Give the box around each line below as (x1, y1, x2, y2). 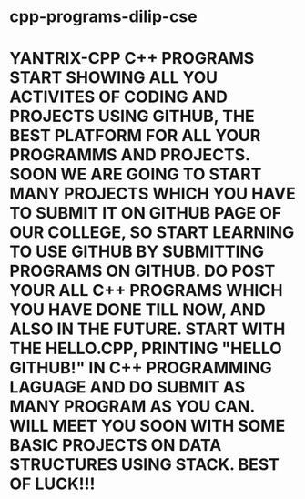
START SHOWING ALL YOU (9, 67, 219, 88)
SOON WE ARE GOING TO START (9, 164, 262, 185)
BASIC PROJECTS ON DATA (9, 435, 222, 456)
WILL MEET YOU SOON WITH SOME (9, 416, 286, 436)
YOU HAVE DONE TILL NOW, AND (9, 300, 266, 321)
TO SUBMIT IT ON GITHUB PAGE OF (9, 203, 282, 224)
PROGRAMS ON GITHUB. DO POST (9, 261, 276, 281)
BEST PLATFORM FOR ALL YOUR (9, 126, 261, 147)
